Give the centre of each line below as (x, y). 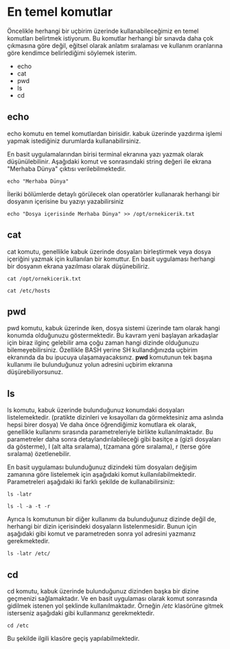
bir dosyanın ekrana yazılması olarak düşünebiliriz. (78, 266)
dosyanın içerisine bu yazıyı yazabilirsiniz (66, 201)
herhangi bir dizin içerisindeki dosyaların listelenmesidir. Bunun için (102, 527)
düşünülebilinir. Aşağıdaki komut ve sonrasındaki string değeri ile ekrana (109, 161)
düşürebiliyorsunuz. (35, 372)
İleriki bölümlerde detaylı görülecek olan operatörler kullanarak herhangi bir (114, 194)
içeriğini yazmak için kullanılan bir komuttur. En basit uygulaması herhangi (111, 259)
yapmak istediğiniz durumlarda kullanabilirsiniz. (74, 141)
